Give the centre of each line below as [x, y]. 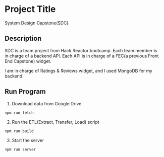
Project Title [30, 9]
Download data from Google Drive [47, 103]
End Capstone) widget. [28, 61]
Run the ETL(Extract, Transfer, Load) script [55, 122]
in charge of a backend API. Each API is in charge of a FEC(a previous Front [82, 56]
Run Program [25, 92]
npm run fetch [19, 113]
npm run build [19, 131]
